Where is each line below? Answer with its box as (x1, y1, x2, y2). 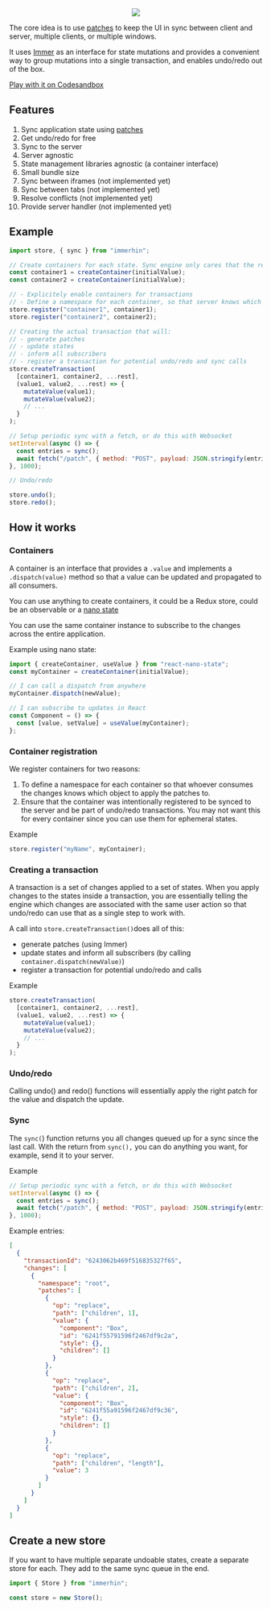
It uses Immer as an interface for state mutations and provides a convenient (9, 48, 260, 56)
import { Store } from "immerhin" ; (9, 1579, 129, 1587)
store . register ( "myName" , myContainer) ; (9, 845, 147, 853)
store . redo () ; (9, 499, 57, 507)
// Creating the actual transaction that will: (9, 327, 172, 335)
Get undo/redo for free (20, 133, 96, 143)
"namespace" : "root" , (38, 1279, 111, 1287)
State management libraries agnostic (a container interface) (20, 159, 220, 168)
